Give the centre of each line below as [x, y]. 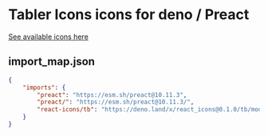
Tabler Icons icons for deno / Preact [129, 15]
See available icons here [49, 37]
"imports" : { [44, 87]
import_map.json [52, 62]
